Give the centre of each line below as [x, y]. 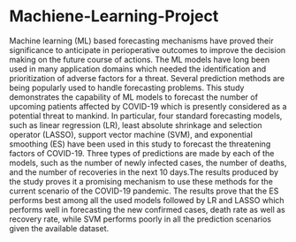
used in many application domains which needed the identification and [138, 69]
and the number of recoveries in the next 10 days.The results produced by [144, 172]
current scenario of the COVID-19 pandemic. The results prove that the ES [144, 191]
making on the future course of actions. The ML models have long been [140, 59]
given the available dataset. [59, 228]
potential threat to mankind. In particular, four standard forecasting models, [146, 116]
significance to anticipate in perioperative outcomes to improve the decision [148, 49]
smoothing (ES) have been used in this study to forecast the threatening [140, 144]
